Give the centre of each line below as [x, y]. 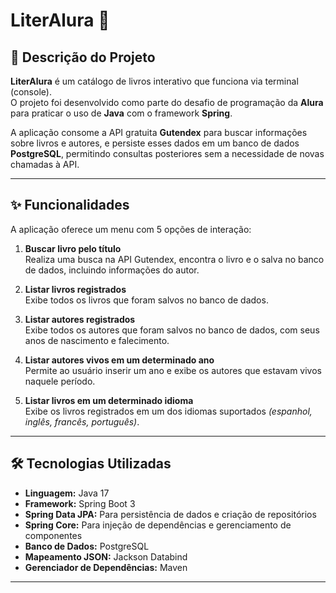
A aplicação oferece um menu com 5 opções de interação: [131, 229]
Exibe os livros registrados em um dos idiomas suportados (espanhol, [168, 411]
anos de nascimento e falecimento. [97, 340]
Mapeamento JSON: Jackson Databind [106, 556]
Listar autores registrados [80, 319]
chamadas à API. [45, 164]
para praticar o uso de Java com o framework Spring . [121, 113]
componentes [53, 535]
